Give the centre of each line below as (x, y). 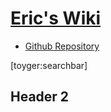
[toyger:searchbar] (49, 65)
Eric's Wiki (56, 18)
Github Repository (62, 46)
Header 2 (40, 97)
